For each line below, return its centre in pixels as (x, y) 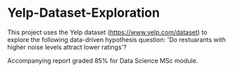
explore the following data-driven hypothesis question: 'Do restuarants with (117, 39)
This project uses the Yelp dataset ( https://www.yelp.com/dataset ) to (107, 32)
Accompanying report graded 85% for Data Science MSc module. (103, 60)
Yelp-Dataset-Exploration (84, 13)
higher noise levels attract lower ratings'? (67, 47)
